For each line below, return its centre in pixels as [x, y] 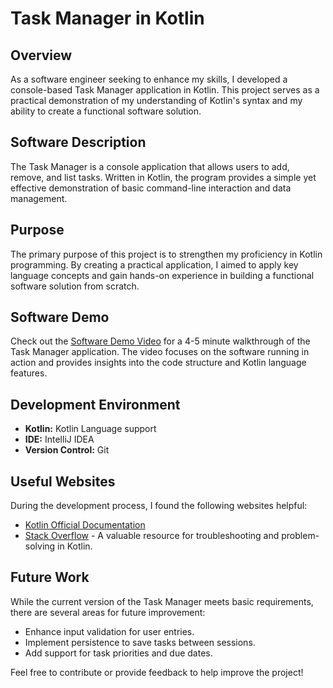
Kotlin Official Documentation [85, 525]
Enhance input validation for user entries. [109, 631]
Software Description [78, 142]
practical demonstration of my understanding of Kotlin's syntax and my [156, 100]
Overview [41, 55]
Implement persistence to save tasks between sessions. [140, 642]
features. [29, 373]
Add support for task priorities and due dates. [118, 653]
